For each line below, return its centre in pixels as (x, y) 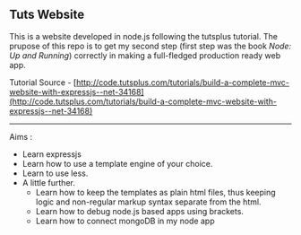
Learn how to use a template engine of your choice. (117, 163)
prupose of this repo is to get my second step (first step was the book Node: (150, 46)
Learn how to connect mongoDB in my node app (125, 221)
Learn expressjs (52, 154)
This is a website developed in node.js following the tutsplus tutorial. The (143, 36)
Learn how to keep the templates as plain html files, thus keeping (155, 192)
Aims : (21, 136)
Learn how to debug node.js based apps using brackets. (140, 211)
